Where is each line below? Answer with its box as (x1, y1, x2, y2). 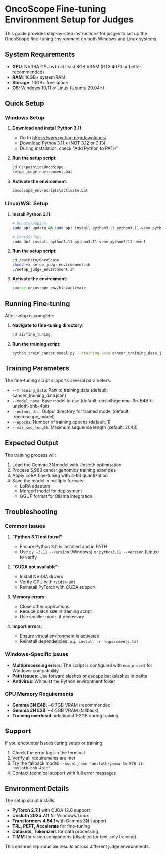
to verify (19, 554, 37, 560)
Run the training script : (12, 341, 61, 347)
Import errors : (12, 623, 42, 629)
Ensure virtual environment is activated (19, 633, 100, 639)
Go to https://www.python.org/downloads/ (19, 135, 107, 141)
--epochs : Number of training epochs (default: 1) (12, 419, 111, 425)
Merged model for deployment (19, 488, 82, 494)
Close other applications (19, 604, 70, 610)
